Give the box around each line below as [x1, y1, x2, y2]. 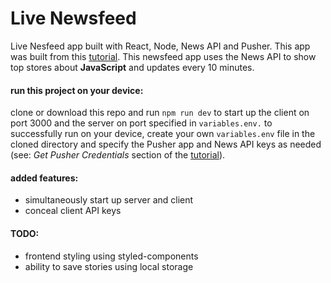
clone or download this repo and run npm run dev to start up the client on [10, 107, 310, 119]
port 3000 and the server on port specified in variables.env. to [10, 117, 273, 129]
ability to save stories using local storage [24, 260, 194, 272]
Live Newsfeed [10, 7, 137, 30]
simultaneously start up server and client [24, 194, 194, 206]
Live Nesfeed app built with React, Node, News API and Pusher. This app [10, 40, 311, 52]
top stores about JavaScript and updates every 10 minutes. [10, 61, 255, 73]
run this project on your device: [10, 84, 144, 96]
